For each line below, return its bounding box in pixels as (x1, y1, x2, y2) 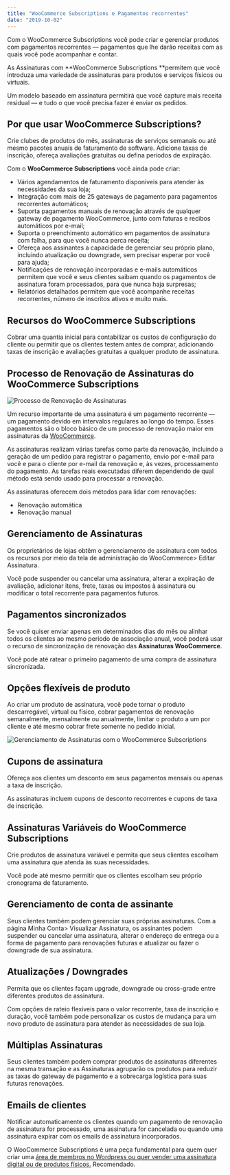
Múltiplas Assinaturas (7, 1040, 103, 1051)
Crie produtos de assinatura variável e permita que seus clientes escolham (7, 850, 218, 859)
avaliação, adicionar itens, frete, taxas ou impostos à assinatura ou (7, 582, 196, 590)
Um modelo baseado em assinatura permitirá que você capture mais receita (7, 91, 222, 100)
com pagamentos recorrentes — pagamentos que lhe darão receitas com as (7, 43, 223, 51)
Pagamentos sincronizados (7, 609, 127, 621)
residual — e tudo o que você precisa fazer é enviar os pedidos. (7, 98, 188, 107)
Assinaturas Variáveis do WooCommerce (7, 822, 187, 833)
